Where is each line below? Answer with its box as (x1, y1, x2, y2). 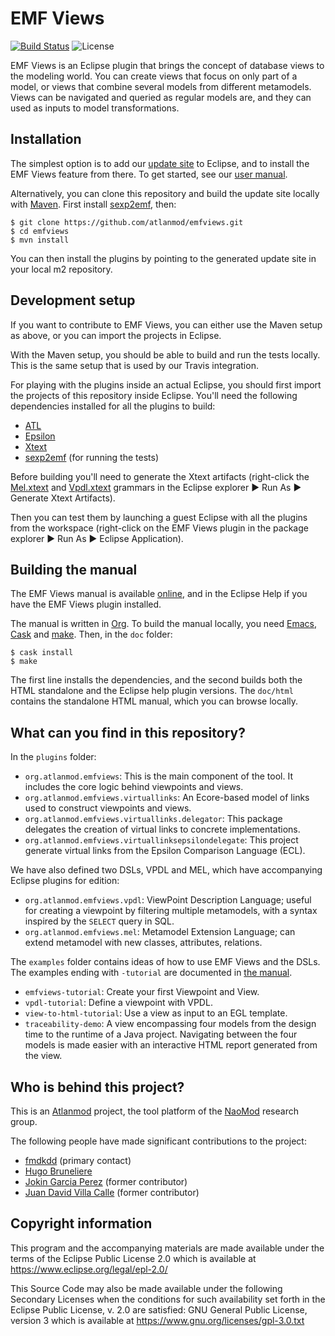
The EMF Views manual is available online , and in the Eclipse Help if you (10, 588, 308, 600)
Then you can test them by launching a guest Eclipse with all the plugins (10, 511, 308, 523)
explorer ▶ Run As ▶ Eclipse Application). (10, 532, 184, 544)
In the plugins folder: (10, 751, 97, 763)
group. (10, 1116, 38, 1127)
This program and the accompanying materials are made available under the (10, 1242, 325, 1254)
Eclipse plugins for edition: (10, 875, 120, 887)
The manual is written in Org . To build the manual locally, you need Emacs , (10, 618, 317, 630)
